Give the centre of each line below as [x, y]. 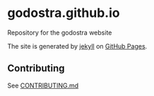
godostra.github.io [64, 13]
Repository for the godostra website [60, 32]
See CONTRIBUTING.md [43, 85]
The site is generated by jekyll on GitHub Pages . [77, 46]
